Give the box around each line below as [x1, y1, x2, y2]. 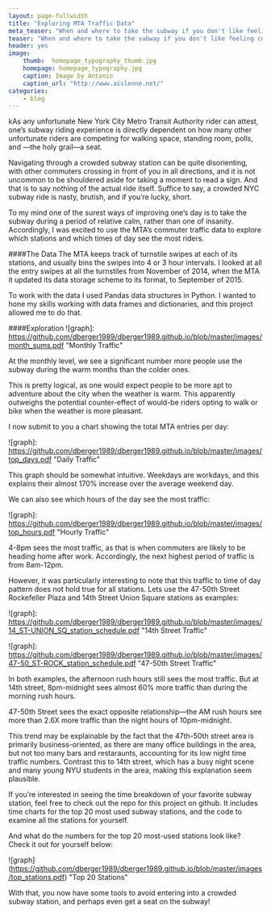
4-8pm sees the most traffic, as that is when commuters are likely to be [8, 543, 246, 553]
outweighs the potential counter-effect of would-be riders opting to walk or [8, 397, 258, 408]
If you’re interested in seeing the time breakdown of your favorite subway [8, 790, 252, 799]
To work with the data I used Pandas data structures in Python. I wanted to [8, 291, 256, 300]
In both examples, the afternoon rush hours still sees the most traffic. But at [8, 674, 260, 684]
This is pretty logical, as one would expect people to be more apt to [8, 380, 232, 390]
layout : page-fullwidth [8, 11, 89, 20]
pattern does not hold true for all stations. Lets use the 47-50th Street [8, 585, 240, 594]
